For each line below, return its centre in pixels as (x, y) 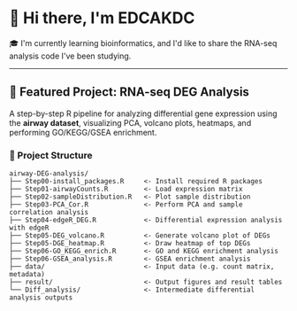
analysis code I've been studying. (70, 56)
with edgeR (29, 228)
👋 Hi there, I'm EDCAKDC (102, 18)
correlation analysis (49, 213)
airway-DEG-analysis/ (49, 174)
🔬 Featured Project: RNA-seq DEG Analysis (129, 92)
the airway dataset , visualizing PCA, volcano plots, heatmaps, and (130, 122)
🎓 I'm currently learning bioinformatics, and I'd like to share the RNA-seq (143, 43)
